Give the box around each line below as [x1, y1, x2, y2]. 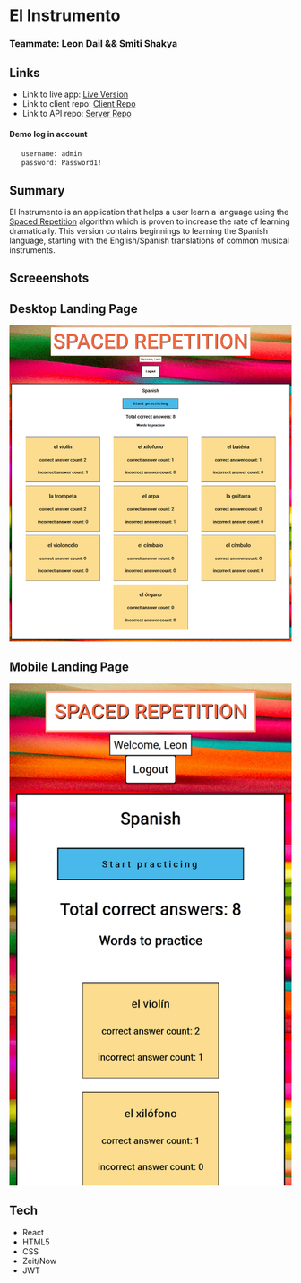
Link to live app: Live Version [21, 89, 129, 100]
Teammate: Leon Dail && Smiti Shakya [9, 38, 177, 50]
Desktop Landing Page [9, 301, 138, 316]
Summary [9, 183, 65, 198]
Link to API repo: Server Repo [21, 108, 132, 118]
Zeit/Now [21, 1255, 56, 1266]
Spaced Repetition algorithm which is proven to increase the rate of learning [9, 216, 291, 227]
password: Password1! [21, 159, 102, 168]
